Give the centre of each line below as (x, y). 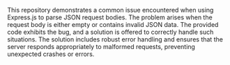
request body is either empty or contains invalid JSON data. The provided (113, 25)
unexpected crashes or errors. (51, 54)
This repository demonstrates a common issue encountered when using (110, 10)
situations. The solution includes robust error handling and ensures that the (115, 39)
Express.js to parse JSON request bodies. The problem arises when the (110, 17)
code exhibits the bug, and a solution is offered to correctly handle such (110, 32)
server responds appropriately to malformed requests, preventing (101, 47)
